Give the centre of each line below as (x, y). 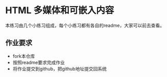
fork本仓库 (24, 56)
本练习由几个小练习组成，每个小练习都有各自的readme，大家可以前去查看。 (85, 25)
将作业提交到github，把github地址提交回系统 (60, 68)
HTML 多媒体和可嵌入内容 (60, 10)
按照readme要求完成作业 (39, 62)
